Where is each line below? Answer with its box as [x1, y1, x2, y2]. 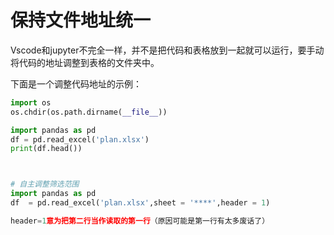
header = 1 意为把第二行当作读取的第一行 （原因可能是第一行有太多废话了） [10, 216, 270, 226]
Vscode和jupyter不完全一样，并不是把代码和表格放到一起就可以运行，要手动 [10, 44, 325, 56]
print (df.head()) [10, 144, 83, 154]
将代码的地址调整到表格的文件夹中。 [10, 56, 160, 68]
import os [10, 97, 52, 108]
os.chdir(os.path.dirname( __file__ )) [10, 107, 168, 117]
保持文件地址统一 [10, 9, 152, 32]
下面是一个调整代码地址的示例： [10, 77, 142, 90]
